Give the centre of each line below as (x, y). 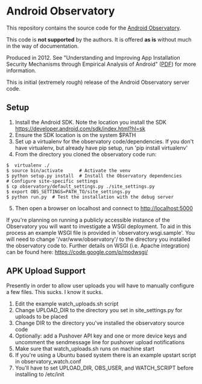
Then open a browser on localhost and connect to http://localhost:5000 (104, 208)
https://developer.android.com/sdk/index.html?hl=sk (80, 129)
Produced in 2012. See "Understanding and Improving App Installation (93, 57)
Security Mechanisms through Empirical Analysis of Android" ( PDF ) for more (101, 64)
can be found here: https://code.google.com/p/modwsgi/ (77, 252)
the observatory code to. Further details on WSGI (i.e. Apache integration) (98, 245)
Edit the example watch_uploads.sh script (67, 304)
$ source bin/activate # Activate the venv (68, 170)
